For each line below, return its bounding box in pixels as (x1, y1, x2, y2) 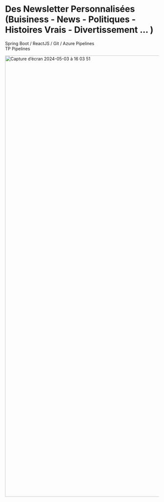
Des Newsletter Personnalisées (5, 3, 135, 15)
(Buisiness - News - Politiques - (5, 14, 136, 25)
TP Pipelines (5, 46, 30, 51)
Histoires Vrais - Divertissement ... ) (5, 25, 154, 35)
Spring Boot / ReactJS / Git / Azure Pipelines (5, 40, 94, 46)
